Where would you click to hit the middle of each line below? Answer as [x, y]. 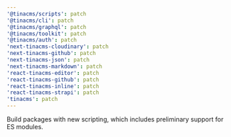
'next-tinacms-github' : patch [52, 54]
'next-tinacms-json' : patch [48, 60]
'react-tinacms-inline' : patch [53, 86]
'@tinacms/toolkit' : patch [47, 34]
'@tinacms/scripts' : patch [47, 14]
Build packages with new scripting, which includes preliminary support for [115, 119]
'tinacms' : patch [32, 100]
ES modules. [25, 127]
